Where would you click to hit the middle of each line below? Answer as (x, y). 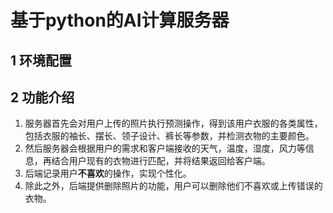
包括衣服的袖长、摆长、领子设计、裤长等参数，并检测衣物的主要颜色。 (169, 136)
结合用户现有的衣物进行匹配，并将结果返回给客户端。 (161, 161)
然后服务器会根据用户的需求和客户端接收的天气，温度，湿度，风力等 (165, 148)
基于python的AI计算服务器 (120, 20)
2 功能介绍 (42, 97)
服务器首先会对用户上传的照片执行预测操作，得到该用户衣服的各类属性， (173, 123)
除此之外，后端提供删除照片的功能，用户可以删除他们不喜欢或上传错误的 (173, 186)
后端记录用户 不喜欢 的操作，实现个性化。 (108, 173)
